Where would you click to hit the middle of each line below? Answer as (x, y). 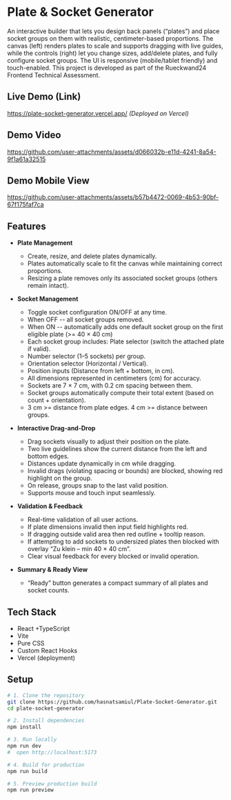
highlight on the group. (60, 478)
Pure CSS (31, 643)
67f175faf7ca (26, 205)
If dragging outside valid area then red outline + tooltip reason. (116, 534)
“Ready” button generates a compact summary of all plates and (118, 583)
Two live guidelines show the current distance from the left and (117, 449)
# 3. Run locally (32, 740)
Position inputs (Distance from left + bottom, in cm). (101, 371)
